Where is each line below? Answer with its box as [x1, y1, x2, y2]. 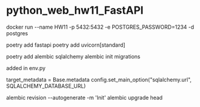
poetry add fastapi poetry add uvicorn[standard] [6, 41, 125, 48]
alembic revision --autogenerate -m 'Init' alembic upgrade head [6, 94, 163, 101]
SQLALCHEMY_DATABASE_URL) [6, 82, 86, 90]
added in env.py [6, 64, 46, 72]
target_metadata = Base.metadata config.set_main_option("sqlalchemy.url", [6, 76, 192, 83]
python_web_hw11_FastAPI [6, 4, 144, 17]
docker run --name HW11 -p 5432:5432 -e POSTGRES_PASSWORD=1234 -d [6, 23, 195, 30]
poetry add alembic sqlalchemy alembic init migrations [6, 53, 140, 60]
